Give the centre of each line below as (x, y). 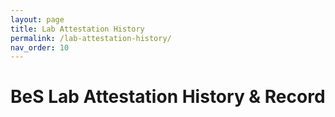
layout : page (37, 19)
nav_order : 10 (40, 47)
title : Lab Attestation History (77, 29)
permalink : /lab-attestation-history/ (91, 38)
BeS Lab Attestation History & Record (168, 97)
